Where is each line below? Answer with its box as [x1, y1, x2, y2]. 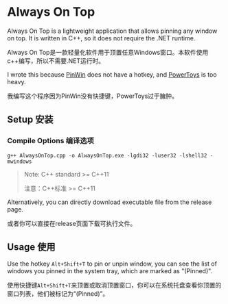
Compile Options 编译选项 [7, 136, 94, 146]
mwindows [7, 158, 32, 165]
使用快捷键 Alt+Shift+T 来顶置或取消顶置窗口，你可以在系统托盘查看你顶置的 [7, 281, 222, 290]
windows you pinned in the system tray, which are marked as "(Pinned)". [7, 267, 213, 275]
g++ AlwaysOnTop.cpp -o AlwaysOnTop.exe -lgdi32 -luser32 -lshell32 [7, 152, 207, 159]
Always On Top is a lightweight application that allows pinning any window [7, 27, 218, 35]
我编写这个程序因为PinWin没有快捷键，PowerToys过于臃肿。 [7, 92, 179, 100]
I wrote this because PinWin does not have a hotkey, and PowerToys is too [7, 70, 218, 79]
